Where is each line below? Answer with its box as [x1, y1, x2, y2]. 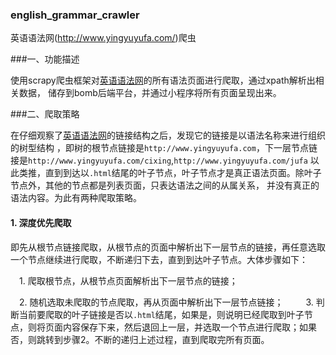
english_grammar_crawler [10, 8, 140, 22]
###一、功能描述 [10, 53, 80, 65]
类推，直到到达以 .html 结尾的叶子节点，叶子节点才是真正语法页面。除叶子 [18, 167, 322, 179]
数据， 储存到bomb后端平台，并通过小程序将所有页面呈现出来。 [18, 87, 282, 99]
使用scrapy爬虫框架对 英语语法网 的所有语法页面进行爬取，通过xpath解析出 [10, 74, 316, 87]
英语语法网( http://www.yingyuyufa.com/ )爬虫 [10, 32, 197, 44]
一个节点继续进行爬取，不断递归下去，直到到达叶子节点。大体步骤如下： [10, 253, 308, 265]
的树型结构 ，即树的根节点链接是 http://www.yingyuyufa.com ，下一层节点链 [10, 142, 318, 154]
